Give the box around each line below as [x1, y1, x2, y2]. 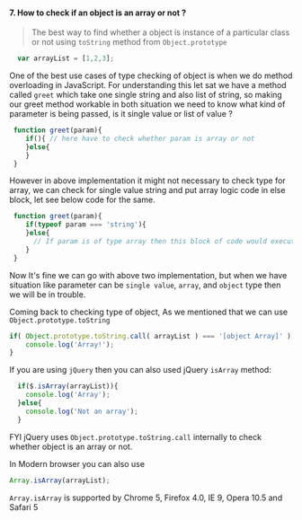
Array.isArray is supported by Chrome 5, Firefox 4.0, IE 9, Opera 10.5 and [9, 492, 283, 503]
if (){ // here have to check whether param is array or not [25, 134, 255, 143]
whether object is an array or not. [9, 441, 133, 452]
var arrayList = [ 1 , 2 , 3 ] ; [17, 54, 115, 63]
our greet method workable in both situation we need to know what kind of [9, 99, 286, 110]
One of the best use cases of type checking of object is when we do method [9, 70, 293, 81]
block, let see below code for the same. [9, 194, 155, 206]
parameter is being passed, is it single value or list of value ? [9, 109, 234, 119]
